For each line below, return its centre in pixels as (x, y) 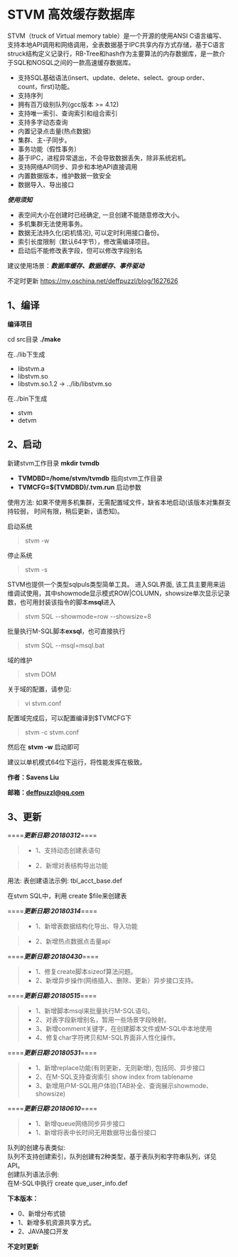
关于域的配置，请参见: (40, 689)
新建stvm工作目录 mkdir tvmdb (53, 463)
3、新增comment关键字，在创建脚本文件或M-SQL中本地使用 (124, 1029)
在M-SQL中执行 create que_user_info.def (67, 1184)
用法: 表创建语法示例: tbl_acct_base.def (65, 881)
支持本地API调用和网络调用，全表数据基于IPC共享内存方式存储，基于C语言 (116, 44)
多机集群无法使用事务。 (52, 224)
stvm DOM (40, 674)
